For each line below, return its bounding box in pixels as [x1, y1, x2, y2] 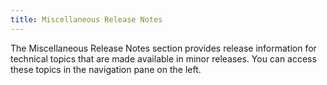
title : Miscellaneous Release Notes [10, 14, 163, 25]
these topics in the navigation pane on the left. [10, 63, 202, 75]
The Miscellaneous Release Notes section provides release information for [10, 42, 317, 54]
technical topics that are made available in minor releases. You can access [10, 52, 317, 65]
